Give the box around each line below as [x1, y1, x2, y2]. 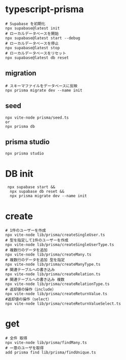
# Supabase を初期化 [5, 21, 46, 26]
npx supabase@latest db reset [5, 55, 69, 60]
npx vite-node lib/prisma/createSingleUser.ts [5, 232, 105, 238]
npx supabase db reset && [10, 189, 65, 194]
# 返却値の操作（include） [5, 287, 56, 292]
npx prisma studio [5, 151, 44, 156]
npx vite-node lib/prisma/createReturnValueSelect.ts [5, 301, 121, 306]
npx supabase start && [7, 185, 56, 190]
